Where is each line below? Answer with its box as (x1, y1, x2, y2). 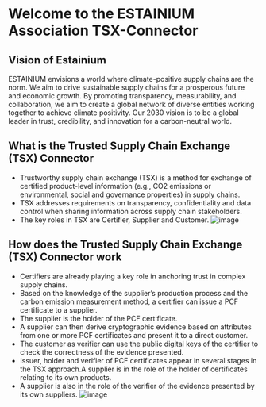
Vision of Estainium (8, 53, 107, 67)
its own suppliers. (19, 390, 78, 399)
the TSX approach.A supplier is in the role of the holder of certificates (19, 364, 248, 374)
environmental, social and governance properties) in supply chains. (19, 190, 241, 199)
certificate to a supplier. (19, 305, 98, 314)
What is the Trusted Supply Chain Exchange (8, 140, 231, 153)
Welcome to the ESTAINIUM (8, 5, 195, 23)
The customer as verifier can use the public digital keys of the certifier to (19, 339, 259, 348)
